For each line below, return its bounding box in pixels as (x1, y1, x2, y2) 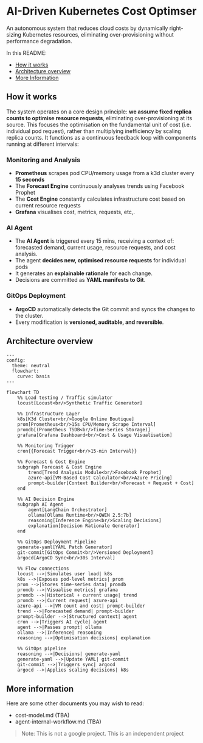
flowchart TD (6, 389, 40, 396)
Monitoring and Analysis (6, 156, 81, 164)
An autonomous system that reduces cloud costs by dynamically (6, 24, 168, 32)
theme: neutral (12, 363, 50, 369)
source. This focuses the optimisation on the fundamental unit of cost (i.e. (6, 121, 191, 128)
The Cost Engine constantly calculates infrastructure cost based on (15, 195, 185, 203)
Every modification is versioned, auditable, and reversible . (15, 318, 164, 326)
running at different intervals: (6, 140, 79, 148)
